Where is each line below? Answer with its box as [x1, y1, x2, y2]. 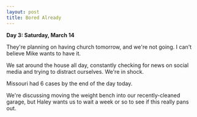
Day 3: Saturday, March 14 [6, 31, 75, 38]
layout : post [6, 9, 40, 15]
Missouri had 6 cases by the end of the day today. [6, 80, 133, 87]
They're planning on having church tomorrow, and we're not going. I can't [6, 43, 192, 51]
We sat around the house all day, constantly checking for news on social [6, 62, 189, 69]
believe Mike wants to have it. [6, 49, 81, 57]
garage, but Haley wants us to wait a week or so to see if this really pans [6, 98, 189, 105]
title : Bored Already [6, 15, 62, 21]
